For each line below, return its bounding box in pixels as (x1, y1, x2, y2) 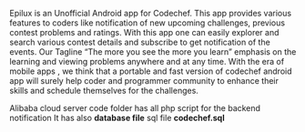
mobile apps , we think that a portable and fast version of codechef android (9, 66, 293, 76)
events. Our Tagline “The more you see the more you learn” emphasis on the (9, 46, 297, 57)
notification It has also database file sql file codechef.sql (9, 113, 225, 123)
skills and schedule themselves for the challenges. (9, 86, 198, 96)
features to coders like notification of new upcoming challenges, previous (9, 17, 285, 28)
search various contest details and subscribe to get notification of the (9, 36, 270, 47)
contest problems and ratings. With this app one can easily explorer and (9, 27, 280, 37)
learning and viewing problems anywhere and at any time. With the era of (9, 56, 285, 66)
